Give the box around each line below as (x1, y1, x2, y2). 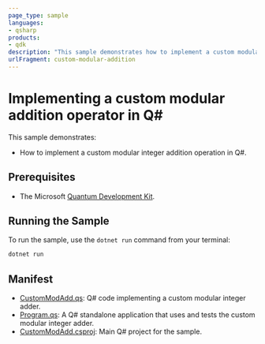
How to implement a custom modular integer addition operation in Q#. (19, 148, 247, 157)
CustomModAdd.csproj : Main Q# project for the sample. (19, 327, 203, 336)
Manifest (8, 272, 54, 286)
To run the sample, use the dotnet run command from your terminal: (8, 235, 231, 245)
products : (8, 33, 41, 42)
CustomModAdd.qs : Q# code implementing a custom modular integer (19, 294, 246, 303)
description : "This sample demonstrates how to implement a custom (8, 48, 235, 56)
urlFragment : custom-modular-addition (8, 56, 136, 64)
